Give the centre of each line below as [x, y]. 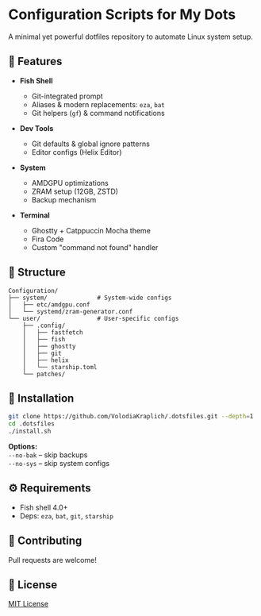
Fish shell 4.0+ [44, 507]
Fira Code [48, 239]
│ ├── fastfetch [53, 332]
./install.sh [30, 431]
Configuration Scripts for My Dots [122, 15]
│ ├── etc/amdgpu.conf [49, 304]
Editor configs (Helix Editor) [77, 152]
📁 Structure [37, 273]
